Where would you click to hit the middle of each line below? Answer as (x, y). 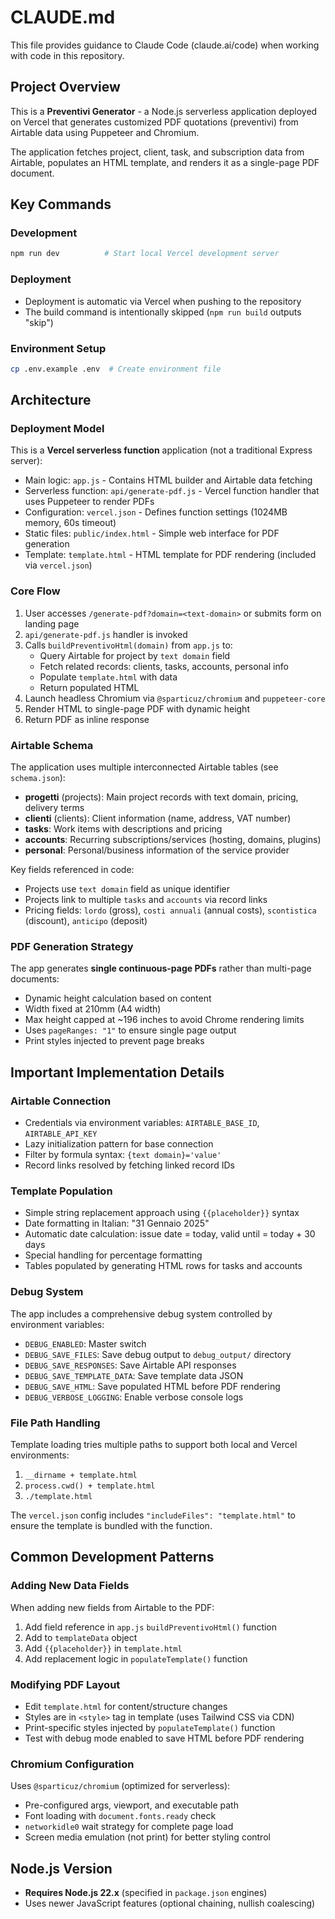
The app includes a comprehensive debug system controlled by (141, 1313)
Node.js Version (61, 1868)
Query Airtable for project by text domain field (135, 655)
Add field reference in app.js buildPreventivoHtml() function (151, 1627)
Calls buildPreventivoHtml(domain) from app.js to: (128, 645)
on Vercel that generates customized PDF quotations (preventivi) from (154, 122)
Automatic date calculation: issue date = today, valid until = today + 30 (170, 1234)
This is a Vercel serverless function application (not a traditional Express (161, 450)
